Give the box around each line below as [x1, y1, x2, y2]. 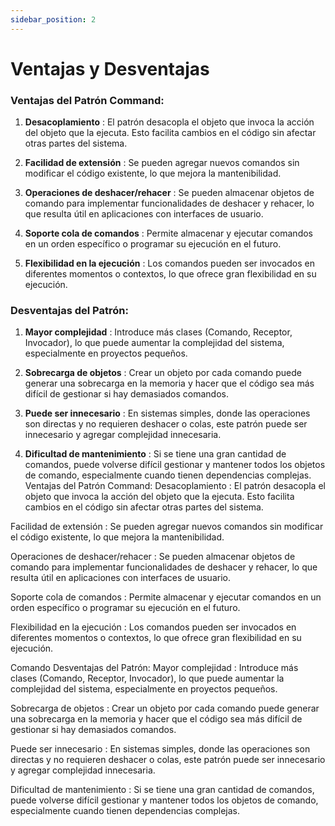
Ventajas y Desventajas [10, 57, 210, 80]
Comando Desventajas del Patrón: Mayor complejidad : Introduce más [10, 662, 299, 674]
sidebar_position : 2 [10, 14, 97, 25]
